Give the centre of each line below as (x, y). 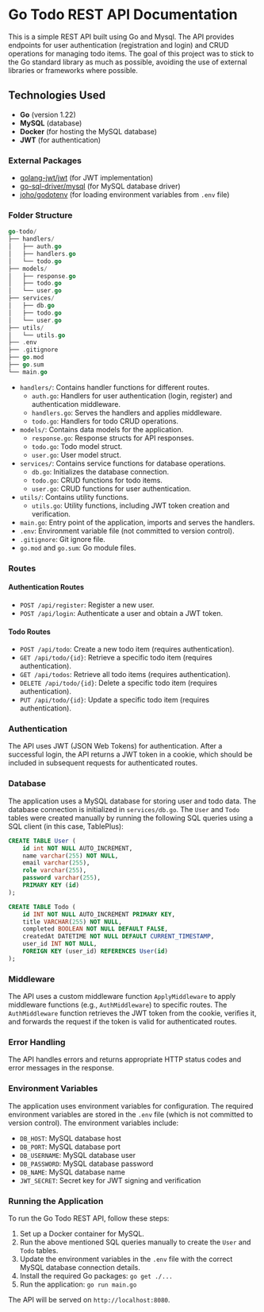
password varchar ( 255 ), (62, 878)
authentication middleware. (76, 404)
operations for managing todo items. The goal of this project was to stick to (131, 53)
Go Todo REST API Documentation (123, 15)
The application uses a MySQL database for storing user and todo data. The (132, 801)
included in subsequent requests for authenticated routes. (103, 763)
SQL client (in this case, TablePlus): (66, 826)
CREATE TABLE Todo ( (42, 907)
